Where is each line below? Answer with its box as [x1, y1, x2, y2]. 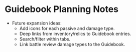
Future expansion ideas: [12, 20, 62, 26]
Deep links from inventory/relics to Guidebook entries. [19, 30, 131, 36]
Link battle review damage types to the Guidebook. [19, 41, 125, 47]
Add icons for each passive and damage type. [19, 25, 115, 31]
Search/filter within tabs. [19, 36, 71, 42]
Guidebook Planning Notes [5, 3, 119, 15]
